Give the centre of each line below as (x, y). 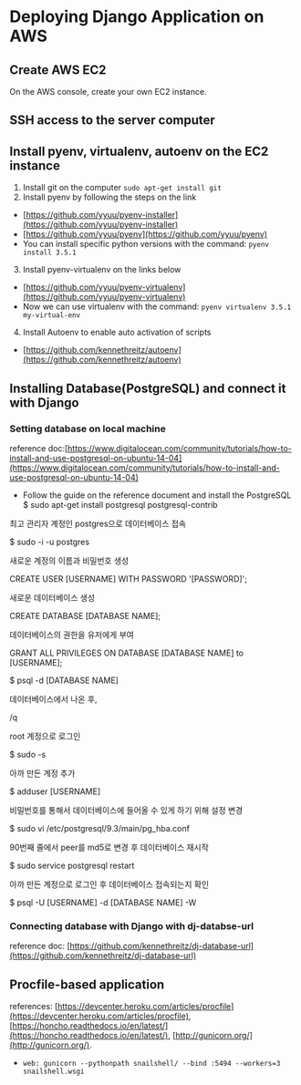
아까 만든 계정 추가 (42, 773)
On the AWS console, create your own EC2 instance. (108, 92)
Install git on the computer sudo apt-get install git (122, 188)
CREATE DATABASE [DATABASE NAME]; (85, 615)
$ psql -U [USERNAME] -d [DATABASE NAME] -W (103, 902)
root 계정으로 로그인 (45, 736)
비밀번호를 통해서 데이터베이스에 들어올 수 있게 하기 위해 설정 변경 (126, 810)
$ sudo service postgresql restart (72, 865)
